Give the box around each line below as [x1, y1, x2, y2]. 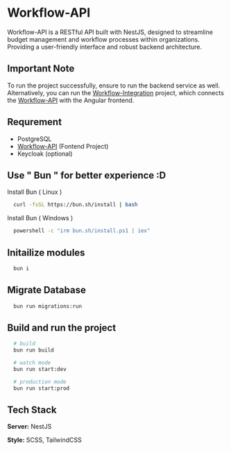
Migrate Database [7, 284, 87, 296]
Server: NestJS [7, 423, 52, 431]
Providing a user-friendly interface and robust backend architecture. [7, 42, 203, 51]
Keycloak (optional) [17, 149, 73, 158]
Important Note [7, 63, 75, 74]
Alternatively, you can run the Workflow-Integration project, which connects [7, 88, 224, 97]
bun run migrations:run [13, 302, 82, 310]
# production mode [13, 378, 67, 385]
